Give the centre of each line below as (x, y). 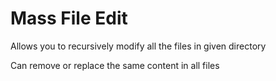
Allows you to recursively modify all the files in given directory (138, 46)
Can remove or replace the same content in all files (115, 65)
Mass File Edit (69, 18)
